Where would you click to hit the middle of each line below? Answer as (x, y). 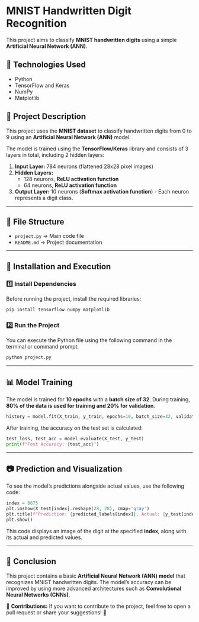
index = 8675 (22, 503)
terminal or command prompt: (42, 347)
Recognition (36, 23)
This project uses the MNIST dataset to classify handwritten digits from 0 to (99, 131)
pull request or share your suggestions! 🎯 (57, 612)
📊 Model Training (39, 382)
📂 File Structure (35, 222)
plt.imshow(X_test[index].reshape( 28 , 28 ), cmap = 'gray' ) (78, 509)
